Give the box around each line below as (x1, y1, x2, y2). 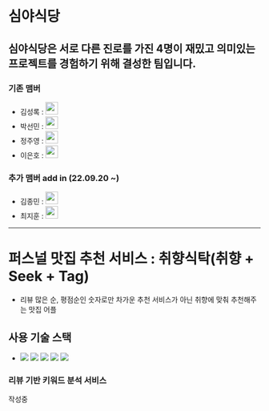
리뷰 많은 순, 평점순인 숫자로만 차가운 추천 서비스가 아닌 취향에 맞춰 (19, 295, 230, 304)
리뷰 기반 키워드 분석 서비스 (8, 374, 107, 385)
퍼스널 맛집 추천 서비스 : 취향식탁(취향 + (8, 250, 255, 268)
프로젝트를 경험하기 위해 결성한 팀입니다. (8, 57, 196, 71)
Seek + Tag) (8, 268, 90, 285)
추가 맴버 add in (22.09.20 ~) (8, 172, 120, 183)
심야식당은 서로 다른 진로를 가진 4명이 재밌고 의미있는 (8, 42, 256, 55)
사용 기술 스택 (8, 330, 72, 345)
